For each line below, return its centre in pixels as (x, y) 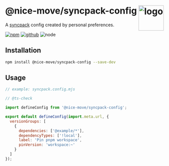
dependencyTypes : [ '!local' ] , (50, 135)
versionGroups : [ (28, 121)
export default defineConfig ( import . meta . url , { (57, 117)
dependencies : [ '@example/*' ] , (51, 131)
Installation (23, 50)
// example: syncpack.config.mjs (40, 89)
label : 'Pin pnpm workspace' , (50, 140)
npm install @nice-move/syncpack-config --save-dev (60, 62)
